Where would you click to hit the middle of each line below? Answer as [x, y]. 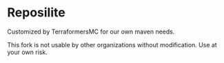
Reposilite [36, 13]
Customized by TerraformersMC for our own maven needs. [91, 32]
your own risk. [28, 52]
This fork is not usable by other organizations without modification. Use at [112, 45]
